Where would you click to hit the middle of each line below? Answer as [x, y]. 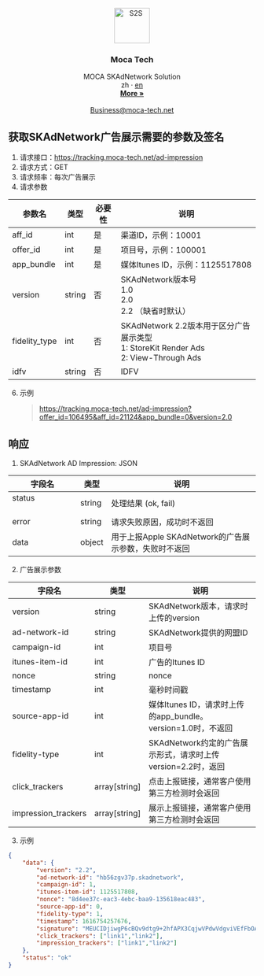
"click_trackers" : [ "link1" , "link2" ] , [100, 936]
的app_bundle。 [178, 716]
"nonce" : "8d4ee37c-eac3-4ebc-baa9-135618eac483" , [121, 900]
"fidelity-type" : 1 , [70, 914]
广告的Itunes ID [177, 662]
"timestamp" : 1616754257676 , [84, 921]
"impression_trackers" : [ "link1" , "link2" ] [107, 943]
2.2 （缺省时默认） [156, 311]
